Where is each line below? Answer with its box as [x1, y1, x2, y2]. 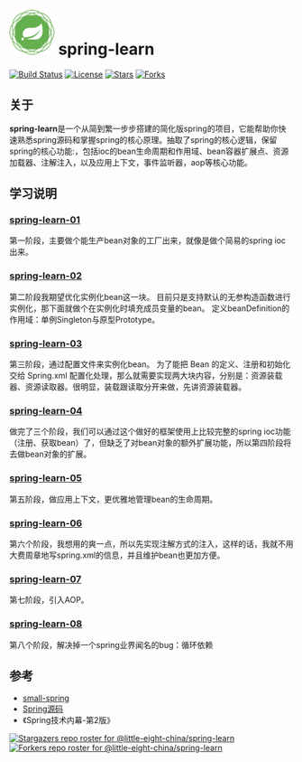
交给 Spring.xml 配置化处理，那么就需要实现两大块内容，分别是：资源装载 [9, 371, 283, 381]
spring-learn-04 [9, 404, 83, 417]
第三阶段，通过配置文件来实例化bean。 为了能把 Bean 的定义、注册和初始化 [9, 359, 291, 370]
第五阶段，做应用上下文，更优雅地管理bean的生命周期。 [9, 494, 218, 504]
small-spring [22, 692, 70, 704]
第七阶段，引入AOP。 [9, 595, 89, 606]
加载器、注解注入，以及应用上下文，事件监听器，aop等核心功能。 [9, 156, 252, 167]
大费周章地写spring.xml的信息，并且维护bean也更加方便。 [9, 550, 225, 560]
